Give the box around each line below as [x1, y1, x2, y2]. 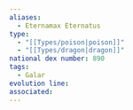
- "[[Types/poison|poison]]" [17, 37, 125, 47]
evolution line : [9, 79, 69, 88]
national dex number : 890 [9, 54, 105, 63]
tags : [9, 63, 29, 72]
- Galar [17, 71, 46, 80]
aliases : [9, 12, 42, 22]
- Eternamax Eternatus [17, 21, 101, 30]
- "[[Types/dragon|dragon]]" [17, 46, 125, 55]
